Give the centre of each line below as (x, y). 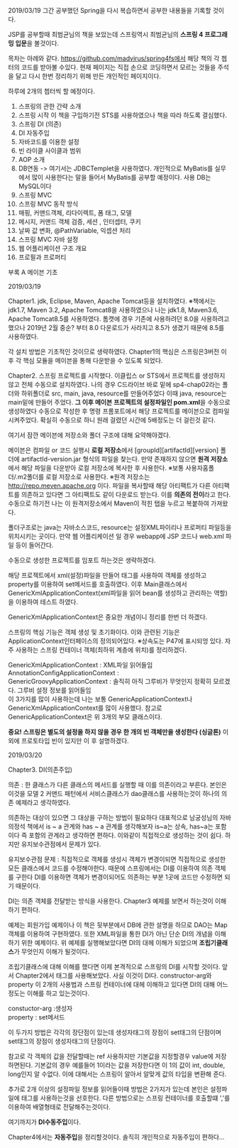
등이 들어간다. (34, 545)
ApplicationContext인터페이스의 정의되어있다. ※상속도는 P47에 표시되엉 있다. (116, 641)
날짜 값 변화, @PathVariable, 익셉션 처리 (74, 230)
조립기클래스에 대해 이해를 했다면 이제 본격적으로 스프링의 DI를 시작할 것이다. (114, 967)
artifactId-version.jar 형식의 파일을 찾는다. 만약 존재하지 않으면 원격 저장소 (124, 459)
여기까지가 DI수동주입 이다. (44, 1122)
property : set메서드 (37, 1017)
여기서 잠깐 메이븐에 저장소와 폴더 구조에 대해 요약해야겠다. (89, 435)
